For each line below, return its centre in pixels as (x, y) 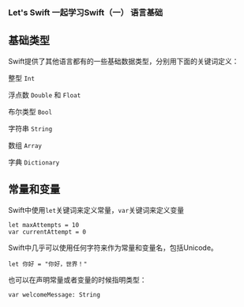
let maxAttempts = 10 (44, 225)
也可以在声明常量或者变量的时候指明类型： (77, 279)
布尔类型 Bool (30, 112)
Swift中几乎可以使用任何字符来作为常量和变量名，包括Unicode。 (113, 248)
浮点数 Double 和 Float (45, 95)
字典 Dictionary (34, 162)
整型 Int (22, 78)
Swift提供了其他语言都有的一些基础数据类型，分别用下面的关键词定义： (124, 61)
